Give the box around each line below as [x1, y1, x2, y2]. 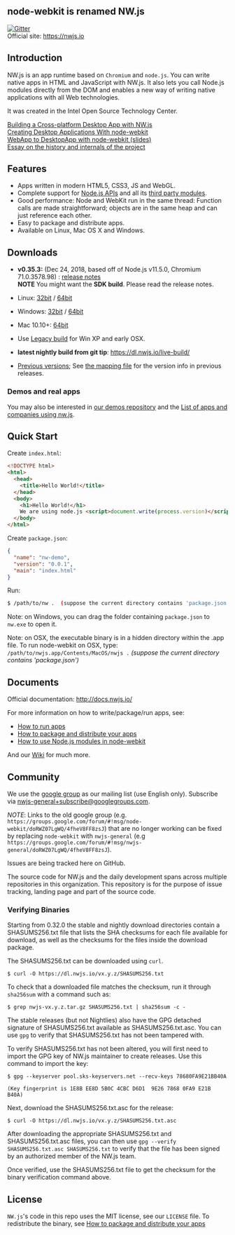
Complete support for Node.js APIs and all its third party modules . [17, 189, 208, 197]
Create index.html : [7, 449, 62, 458]
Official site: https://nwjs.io [7, 32, 85, 40]
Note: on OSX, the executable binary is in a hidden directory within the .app [7, 634, 225, 642]
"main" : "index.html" [13, 567, 77, 574]
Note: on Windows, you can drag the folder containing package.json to [7, 613, 210, 621]
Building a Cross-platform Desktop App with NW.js [7, 120, 152, 128]
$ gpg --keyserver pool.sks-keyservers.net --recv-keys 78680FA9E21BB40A [7, 1073, 227, 1080]
